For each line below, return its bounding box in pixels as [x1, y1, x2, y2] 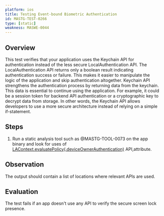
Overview [5, 44, 36, 52]
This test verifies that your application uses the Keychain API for [5, 56, 135, 62]
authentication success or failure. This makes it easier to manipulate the [5, 72, 150, 78]
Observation [5, 160, 44, 169]
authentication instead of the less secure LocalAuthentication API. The [5, 62, 147, 68]
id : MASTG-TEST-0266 [5, 16, 47, 21]
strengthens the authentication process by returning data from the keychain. [5, 82, 159, 88]
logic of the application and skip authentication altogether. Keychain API [5, 77, 150, 83]
